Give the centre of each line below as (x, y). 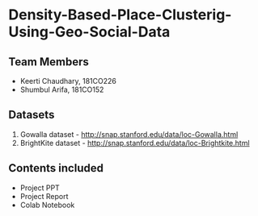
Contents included (56, 168)
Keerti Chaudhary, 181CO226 (68, 81)
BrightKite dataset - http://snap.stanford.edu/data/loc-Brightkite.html (135, 143)
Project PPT (40, 188)
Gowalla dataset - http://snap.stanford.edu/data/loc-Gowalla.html (129, 134)
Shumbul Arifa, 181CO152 (62, 89)
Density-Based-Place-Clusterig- (120, 15)
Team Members (49, 62)
